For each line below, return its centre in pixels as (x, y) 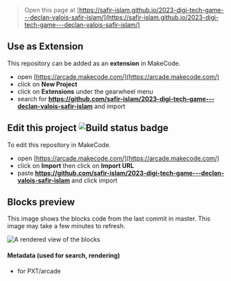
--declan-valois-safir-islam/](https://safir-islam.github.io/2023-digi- (121, 17)
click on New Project (47, 84)
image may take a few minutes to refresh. (66, 226)
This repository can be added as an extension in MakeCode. (94, 63)
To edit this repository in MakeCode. (59, 144)
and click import (95, 180)
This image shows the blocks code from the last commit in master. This (109, 219)
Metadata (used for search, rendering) (63, 255)
